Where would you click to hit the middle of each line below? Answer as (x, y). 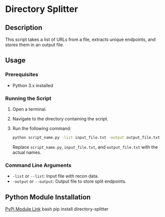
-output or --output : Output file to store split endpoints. (69, 181)
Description (24, 28)
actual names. (27, 152)
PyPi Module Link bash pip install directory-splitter (57, 209)
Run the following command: (42, 128)
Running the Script (28, 98)
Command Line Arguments (38, 165)
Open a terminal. (29, 109)
